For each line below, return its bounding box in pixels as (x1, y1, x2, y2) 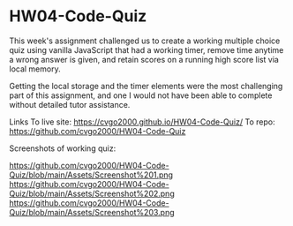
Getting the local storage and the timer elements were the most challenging (9, 80, 283, 91)
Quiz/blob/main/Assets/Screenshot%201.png (9, 169, 174, 180)
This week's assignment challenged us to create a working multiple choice (9, 35, 281, 46)
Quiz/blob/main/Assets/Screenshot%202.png (9, 188, 175, 199)
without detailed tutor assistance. (9, 99, 131, 109)
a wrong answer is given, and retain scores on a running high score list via (9, 54, 280, 64)
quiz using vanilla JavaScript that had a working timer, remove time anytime (9, 44, 284, 55)
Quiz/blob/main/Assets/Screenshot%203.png (9, 207, 175, 217)
